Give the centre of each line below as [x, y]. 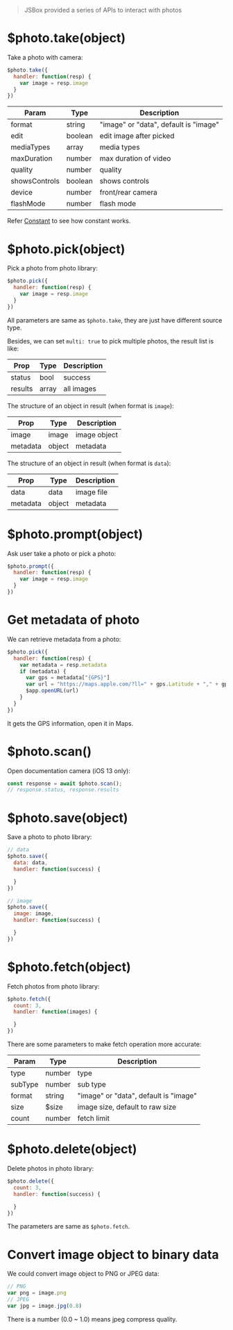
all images [80, 389]
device [22, 193]
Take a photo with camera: [45, 57]
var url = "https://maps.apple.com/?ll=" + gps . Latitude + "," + [122, 684]
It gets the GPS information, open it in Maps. [70, 723]
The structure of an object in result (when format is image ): [91, 405]
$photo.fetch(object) [69, 967]
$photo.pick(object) [66, 249]
